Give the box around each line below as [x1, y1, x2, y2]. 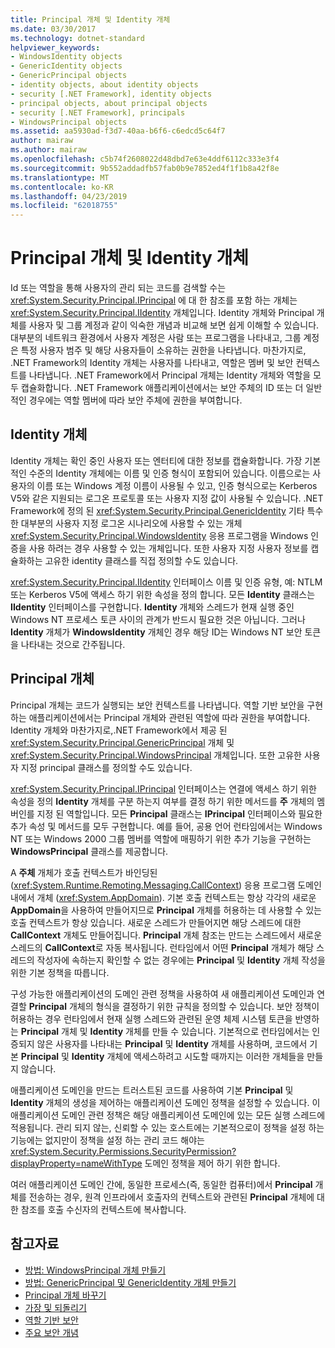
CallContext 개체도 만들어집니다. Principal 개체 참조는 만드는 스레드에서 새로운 [10, 929, 323, 941]
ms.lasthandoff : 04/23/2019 [10, 191, 128, 201]
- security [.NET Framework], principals [10, 107, 186, 118]
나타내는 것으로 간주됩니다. [20, 638, 126, 650]
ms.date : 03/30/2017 [10, 24, 97, 34]
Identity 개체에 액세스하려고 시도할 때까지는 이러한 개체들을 [71, 1050, 305, 1062]
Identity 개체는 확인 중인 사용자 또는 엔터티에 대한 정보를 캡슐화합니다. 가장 [10, 454, 303, 466]
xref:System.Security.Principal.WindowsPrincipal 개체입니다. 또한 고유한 [10, 749, 302, 761]
